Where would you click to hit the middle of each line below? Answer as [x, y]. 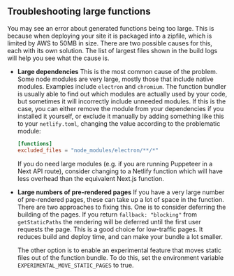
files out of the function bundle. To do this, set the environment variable [120, 257]
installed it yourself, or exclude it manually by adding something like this [121, 116]
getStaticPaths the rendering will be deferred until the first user [109, 221]
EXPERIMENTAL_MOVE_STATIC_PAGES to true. [75, 265]
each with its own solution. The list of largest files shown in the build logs [112, 50]
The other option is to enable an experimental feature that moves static [119, 250]
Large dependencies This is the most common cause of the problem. [117, 71]
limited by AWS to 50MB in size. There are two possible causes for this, [110, 43]
